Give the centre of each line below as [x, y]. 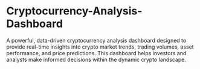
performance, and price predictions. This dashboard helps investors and [96, 53]
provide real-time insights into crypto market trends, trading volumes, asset [100, 47]
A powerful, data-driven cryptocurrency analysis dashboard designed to [96, 40]
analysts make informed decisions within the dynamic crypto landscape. [96, 59]
